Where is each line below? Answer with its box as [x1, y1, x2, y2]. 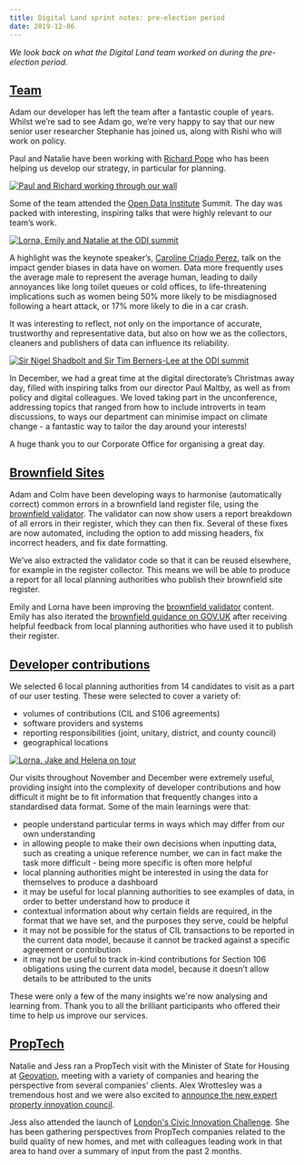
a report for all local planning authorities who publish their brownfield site [9, 574, 283, 586]
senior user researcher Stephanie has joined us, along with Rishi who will [9, 126, 282, 137]
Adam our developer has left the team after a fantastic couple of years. [9, 106, 274, 118]
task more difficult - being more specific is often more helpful [22, 857, 252, 868]
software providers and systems [22, 717, 143, 728]
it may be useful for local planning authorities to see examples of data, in [22, 886, 295, 897]
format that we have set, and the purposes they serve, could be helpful [22, 914, 289, 926]
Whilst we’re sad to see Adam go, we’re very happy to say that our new [9, 116, 275, 127]
